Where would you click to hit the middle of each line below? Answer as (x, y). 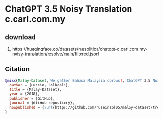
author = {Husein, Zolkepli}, (40, 85)
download (20, 37)
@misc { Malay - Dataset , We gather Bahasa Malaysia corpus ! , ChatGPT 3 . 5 (78, 80)
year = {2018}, (25, 94)
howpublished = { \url (31, 108)
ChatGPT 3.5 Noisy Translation (69, 9)
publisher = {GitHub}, (32, 99)
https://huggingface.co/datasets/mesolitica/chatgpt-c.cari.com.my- (80, 49)
